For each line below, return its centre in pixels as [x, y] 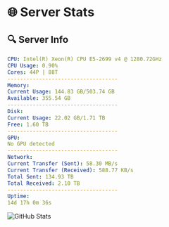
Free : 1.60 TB [28, 124]
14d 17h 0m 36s [30, 203]
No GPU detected [31, 144]
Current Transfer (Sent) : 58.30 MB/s [63, 164]
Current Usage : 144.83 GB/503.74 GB [61, 92]
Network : [20, 157]
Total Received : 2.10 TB [44, 183]
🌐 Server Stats [51, 12]
